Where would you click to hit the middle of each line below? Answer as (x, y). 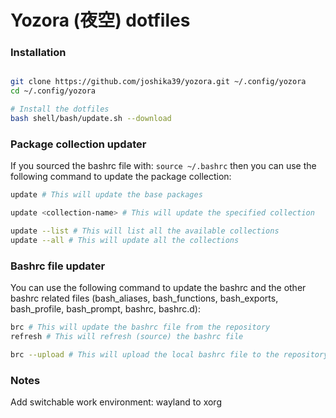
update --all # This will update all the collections (125, 240)
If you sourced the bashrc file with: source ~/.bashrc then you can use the (163, 166)
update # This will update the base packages (106, 195)
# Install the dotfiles (60, 109)
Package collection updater (78, 144)
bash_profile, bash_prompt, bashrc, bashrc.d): (105, 309)
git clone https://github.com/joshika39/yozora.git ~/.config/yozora (158, 82)
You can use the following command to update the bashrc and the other (158, 288)
